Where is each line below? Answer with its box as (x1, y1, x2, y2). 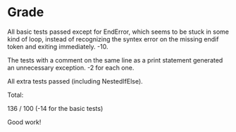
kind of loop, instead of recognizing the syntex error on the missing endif (7, 34, 219, 43)
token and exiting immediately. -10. (7, 42, 108, 51)
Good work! (7, 117, 42, 126)
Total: (7, 91, 24, 99)
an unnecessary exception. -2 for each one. (7, 63, 135, 72)
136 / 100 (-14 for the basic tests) (7, 104, 104, 112)
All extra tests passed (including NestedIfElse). (7, 77, 143, 85)
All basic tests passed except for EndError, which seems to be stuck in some (7, 27, 229, 36)
